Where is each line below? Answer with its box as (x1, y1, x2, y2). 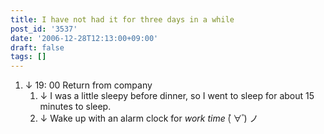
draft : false (10, 42, 65, 53)
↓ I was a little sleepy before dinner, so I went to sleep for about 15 (39, 90, 315, 102)
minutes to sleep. (39, 101, 112, 113)
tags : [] (10, 52, 47, 62)
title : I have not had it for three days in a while (10, 14, 235, 25)
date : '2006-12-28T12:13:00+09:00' (10, 33, 159, 43)
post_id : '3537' (10, 24, 78, 34)
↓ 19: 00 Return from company (24, 79, 153, 91)
